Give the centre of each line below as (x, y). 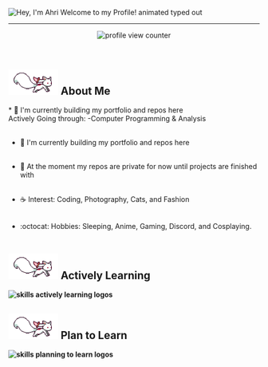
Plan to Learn (94, 335)
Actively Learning (105, 275)
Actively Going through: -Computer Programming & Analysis (107, 119)
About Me (85, 91)
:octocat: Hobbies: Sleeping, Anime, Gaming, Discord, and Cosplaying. (136, 227)
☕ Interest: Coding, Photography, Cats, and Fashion (104, 199)
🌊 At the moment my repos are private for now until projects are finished (138, 167)
